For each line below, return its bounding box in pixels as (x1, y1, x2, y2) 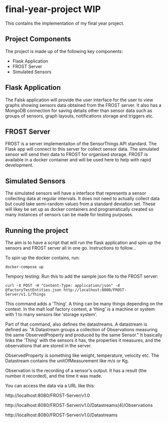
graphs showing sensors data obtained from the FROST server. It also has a (5, 102, 161, 108)
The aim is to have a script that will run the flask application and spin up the (5, 239, 161, 246)
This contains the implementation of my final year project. (5, 20, 124, 26)
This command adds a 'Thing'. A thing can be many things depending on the (5, 301, 163, 307)
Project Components (5, 35, 71, 43)
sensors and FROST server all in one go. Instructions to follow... (5, 245, 136, 251)
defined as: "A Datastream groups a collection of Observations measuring (5, 327, 158, 332)
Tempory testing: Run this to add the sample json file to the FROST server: (5, 273, 158, 279)
